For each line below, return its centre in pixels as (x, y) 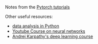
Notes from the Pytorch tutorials (37, 7)
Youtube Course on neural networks (49, 31)
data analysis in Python (36, 26)
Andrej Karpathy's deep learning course (52, 36)
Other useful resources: (29, 16)
